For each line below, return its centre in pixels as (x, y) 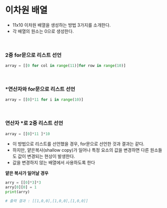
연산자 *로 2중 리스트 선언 (34, 123)
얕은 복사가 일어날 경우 (27, 173)
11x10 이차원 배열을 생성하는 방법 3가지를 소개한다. (62, 25)
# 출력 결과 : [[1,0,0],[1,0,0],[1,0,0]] (47, 201)
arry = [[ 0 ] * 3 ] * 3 (23, 183)
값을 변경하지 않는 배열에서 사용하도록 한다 (54, 163)
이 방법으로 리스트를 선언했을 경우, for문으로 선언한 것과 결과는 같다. (78, 144)
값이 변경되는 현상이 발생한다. (46, 156)
